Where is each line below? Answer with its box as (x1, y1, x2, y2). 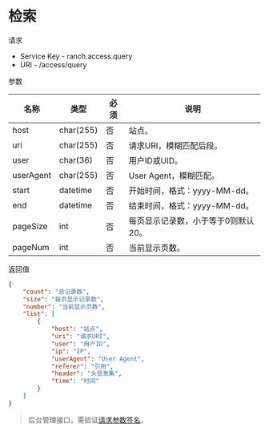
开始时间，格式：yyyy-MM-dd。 (128, 185, 254, 196)
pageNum (12, 241, 50, 252)
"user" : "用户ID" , (50, 340, 110, 348)
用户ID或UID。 (128, 155, 183, 166)
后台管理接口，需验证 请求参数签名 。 (27, 414, 148, 425)
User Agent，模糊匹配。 (128, 170, 220, 181)
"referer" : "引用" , (50, 362, 114, 370)
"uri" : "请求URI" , (50, 333, 110, 341)
